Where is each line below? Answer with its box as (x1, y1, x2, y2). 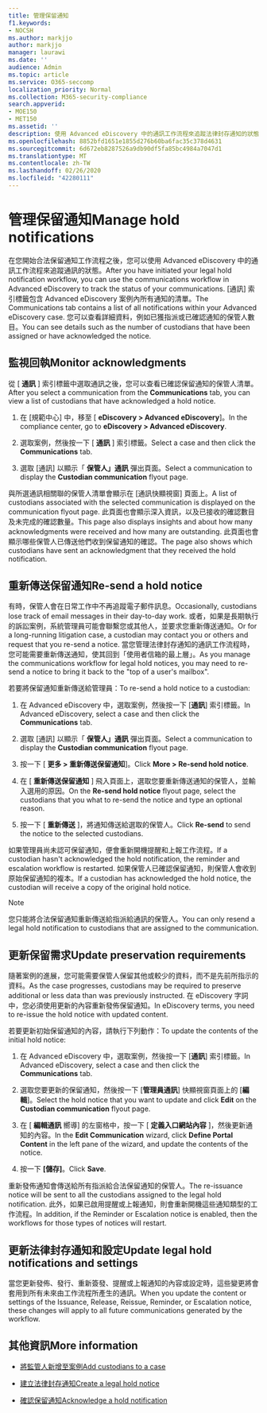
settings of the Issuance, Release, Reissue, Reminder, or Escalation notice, (8, 1297, 252, 1307)
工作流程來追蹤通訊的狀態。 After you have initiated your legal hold (14, 265, 232, 275)
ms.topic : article (8, 71, 69, 79)
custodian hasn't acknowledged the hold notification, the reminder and (8, 854, 240, 864)
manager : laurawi (8, 48, 66, 56)
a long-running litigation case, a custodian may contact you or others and (8, 630, 249, 640)
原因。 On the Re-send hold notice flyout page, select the (47, 786, 236, 796)
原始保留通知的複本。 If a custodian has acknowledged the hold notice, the (8, 873, 252, 883)
